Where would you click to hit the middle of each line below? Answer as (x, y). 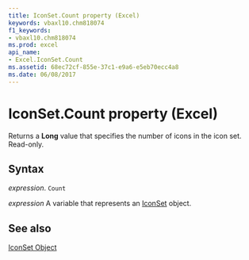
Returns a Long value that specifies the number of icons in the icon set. (125, 136)
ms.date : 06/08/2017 (42, 75)
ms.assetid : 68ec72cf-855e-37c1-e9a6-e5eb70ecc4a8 (94, 67)
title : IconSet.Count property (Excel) (74, 15)
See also (30, 228)
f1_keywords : (30, 30)
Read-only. (26, 144)
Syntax (26, 168)
